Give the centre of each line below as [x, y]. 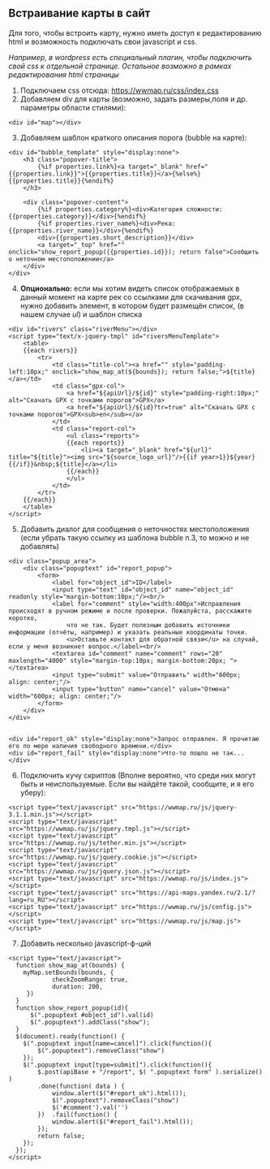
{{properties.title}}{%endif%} [61, 181]
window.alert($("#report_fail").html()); [123, 1121]
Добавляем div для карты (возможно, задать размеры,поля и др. [134, 99]
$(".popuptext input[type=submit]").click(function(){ [118, 1065]
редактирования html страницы [64, 74]
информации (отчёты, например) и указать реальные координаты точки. [129, 632]
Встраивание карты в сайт [79, 13]
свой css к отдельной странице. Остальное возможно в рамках [120, 66]
